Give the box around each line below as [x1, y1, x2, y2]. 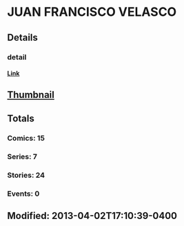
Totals [7, 112, 34, 124]
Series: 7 [7, 152, 38, 161]
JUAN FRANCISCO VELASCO [7, 4, 177, 20]
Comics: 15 [7, 133, 45, 143]
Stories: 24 [7, 170, 45, 180]
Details [7, 32, 38, 43]
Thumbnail [7, 89, 55, 101]
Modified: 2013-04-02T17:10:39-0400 [7, 209, 178, 221]
